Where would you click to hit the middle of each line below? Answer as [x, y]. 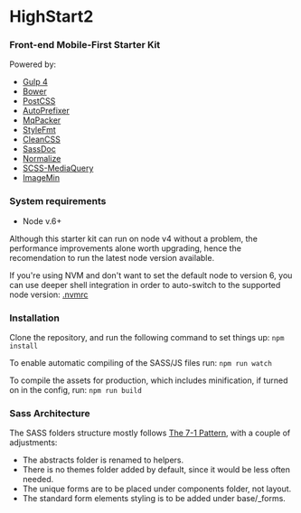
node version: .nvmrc [49, 294]
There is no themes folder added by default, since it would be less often [156, 470]
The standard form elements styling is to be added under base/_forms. [154, 499]
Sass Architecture [50, 413]
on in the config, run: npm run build [75, 390]
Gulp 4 [35, 82]
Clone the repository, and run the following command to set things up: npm [147, 338]
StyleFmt [39, 130]
